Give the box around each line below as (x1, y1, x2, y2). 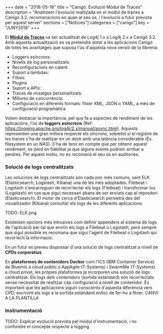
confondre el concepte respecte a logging (5, 323, 90, 329)
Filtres (12, 75, 25, 80)
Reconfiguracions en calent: (12, 64, 69, 70)
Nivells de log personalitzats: (12, 59, 71, 65)
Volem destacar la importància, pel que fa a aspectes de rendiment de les (5, 115, 153, 121)
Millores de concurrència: (12, 95, 64, 101)
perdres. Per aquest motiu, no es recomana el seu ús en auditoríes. (5, 151, 140, 157)
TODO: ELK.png (5, 210, 37, 216)
